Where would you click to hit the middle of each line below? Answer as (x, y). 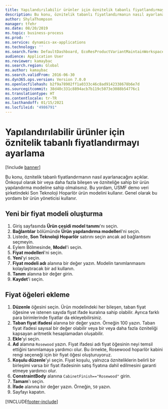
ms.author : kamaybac (27, 70)
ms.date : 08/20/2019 (27, 28)
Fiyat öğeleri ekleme (37, 295)
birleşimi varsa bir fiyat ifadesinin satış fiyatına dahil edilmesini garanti (84, 365)
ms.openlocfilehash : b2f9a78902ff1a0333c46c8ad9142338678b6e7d (72, 84)
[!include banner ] (23, 167)
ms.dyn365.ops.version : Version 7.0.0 (45, 79)
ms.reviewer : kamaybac (29, 61)
